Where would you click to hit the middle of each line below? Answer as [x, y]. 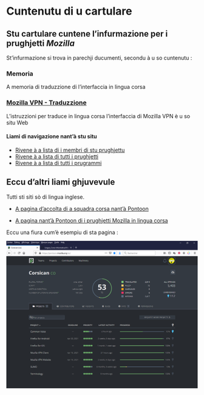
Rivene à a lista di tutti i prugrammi [58, 163]
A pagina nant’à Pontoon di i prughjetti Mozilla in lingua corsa [91, 220]
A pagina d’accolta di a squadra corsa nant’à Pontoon [82, 208]
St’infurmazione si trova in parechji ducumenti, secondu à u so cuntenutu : [99, 58]
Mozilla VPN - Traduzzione [46, 103]
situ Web [17, 123]
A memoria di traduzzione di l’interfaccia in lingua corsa [76, 87]
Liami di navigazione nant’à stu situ [52, 137]
